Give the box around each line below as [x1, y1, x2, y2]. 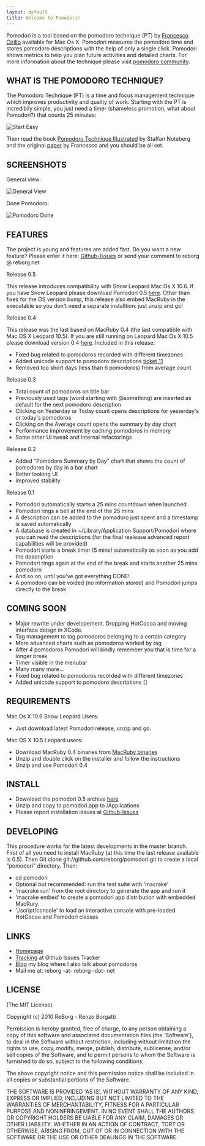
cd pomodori [15, 874, 48, 882]
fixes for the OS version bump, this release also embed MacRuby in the [6, 296, 185, 303]
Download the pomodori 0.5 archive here [15, 795, 119, 803]
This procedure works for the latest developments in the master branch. [6, 842, 188, 850]
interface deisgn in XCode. [15, 626, 83, 634]
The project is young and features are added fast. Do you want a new [6, 245, 181, 253]
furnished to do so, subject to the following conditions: [6, 1058, 144, 1065]
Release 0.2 [6, 445, 37, 452]
